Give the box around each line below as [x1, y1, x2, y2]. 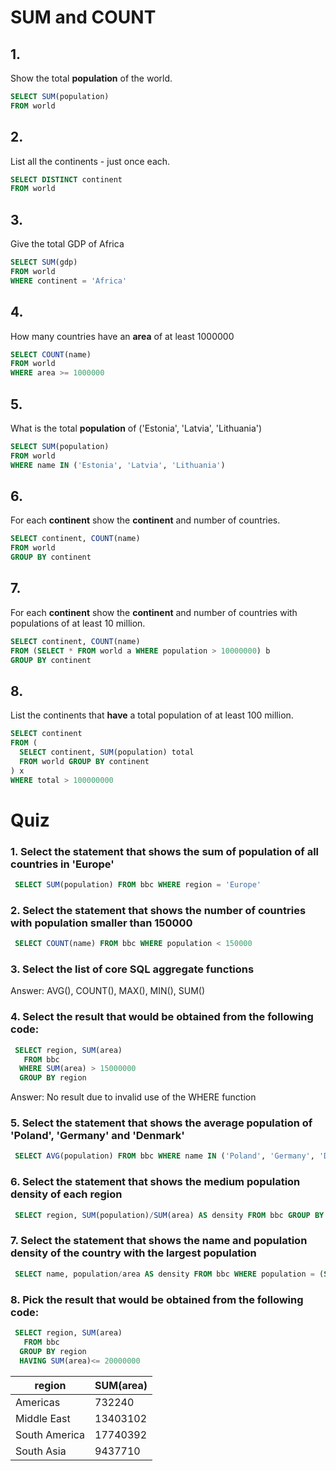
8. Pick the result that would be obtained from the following [10, 1292, 304, 1306]
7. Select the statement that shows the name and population [10, 1234, 308, 1248]
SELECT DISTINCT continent [10, 174, 123, 185]
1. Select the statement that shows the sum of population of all [10, 844, 320, 858]
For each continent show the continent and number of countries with [10, 606, 298, 618]
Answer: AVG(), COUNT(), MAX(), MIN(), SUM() [10, 985, 206, 997]
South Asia [15, 1444, 67, 1458]
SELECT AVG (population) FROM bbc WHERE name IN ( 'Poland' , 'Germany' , [14, 1151, 315, 1161]
